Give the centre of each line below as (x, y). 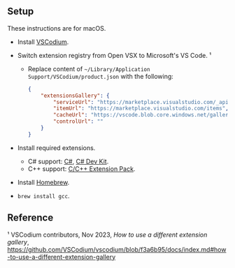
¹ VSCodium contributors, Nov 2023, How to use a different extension (107, 234)
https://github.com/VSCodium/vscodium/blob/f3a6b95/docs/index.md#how (117, 249)
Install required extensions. (56, 148)
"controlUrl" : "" (78, 121)
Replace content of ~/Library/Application (89, 68)
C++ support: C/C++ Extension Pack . (81, 169)
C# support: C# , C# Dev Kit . (68, 161)
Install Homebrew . (43, 182)
